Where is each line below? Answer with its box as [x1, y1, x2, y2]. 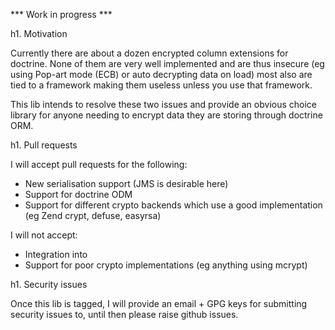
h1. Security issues [10, 279, 88, 290]
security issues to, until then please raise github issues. [10, 309, 239, 320]
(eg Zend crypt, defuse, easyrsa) [24, 210, 162, 221]
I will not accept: [10, 229, 78, 241]
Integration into [24, 249, 88, 260]
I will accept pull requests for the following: [10, 159, 188, 170]
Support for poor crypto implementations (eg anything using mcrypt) [24, 259, 308, 271]
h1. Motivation [10, 28, 68, 39]
